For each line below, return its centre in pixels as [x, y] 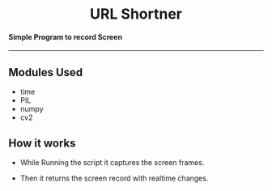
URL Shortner [136, 14]
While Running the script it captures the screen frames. [112, 163]
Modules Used [46, 72]
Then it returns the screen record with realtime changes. [114, 178]
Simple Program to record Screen [66, 36]
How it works [42, 143]
